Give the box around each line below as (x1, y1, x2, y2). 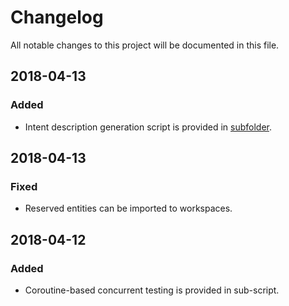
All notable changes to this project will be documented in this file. (10, 39, 280, 51)
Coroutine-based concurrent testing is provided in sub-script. (24, 284, 280, 296)
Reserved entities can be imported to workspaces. (24, 202, 233, 215)
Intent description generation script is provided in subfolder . (24, 121, 272, 133)
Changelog (10, 6, 104, 29)
